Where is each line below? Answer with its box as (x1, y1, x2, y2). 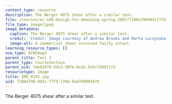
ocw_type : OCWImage (5, 50, 47, 55)
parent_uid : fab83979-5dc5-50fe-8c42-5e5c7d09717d (5, 65, 116, 70)
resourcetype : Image (5, 70, 50, 75)
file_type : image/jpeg (5, 22, 54, 27)
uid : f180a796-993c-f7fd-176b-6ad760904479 (5, 79, 100, 84)
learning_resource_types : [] (5, 46, 68, 51)
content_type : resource (5, 7, 56, 13)
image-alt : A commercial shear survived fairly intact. (10, 41, 132, 46)
